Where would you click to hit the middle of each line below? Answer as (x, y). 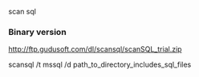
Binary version (37, 32)
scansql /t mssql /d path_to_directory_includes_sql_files (100, 65)
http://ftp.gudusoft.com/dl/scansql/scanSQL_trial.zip (95, 49)
